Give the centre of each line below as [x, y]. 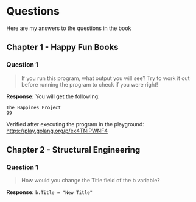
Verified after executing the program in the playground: [75, 124]
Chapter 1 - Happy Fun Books [62, 47]
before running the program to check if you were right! [89, 84]
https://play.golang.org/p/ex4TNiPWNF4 [57, 131]
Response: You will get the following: [53, 96]
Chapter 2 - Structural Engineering [73, 150]
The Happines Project [34, 107]
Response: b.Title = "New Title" [50, 192]
